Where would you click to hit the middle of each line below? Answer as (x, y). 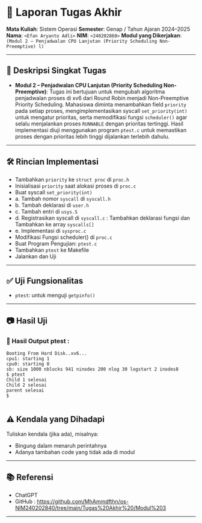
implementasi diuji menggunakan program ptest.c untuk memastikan (101, 130)
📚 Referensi (30, 477)
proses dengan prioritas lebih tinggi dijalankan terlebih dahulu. (92, 136)
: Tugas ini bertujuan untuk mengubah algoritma (106, 91)
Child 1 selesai (26, 380)
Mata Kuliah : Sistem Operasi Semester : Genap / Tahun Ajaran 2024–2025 (98, 29)
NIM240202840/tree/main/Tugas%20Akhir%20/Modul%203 (90, 508)
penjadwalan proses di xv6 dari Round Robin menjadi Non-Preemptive (102, 98)
